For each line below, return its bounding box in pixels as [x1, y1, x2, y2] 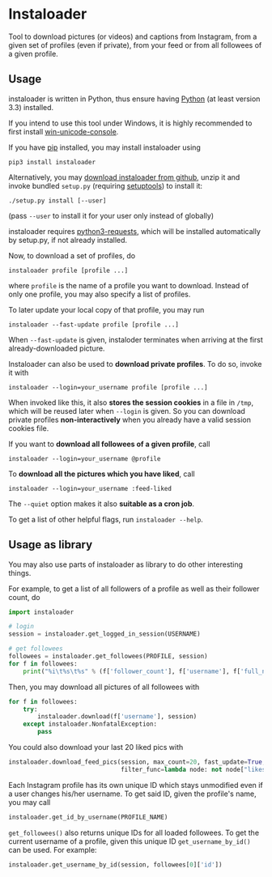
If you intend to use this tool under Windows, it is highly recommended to [8, 118, 253, 128]
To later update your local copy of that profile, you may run [8, 304, 205, 314]
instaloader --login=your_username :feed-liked [8, 484, 172, 492]
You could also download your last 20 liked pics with [8, 743, 184, 752]
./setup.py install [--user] [8, 196, 107, 205]
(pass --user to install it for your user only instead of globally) [8, 211, 215, 220]
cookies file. [8, 423, 49, 433]
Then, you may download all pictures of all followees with [8, 682, 200, 692]
